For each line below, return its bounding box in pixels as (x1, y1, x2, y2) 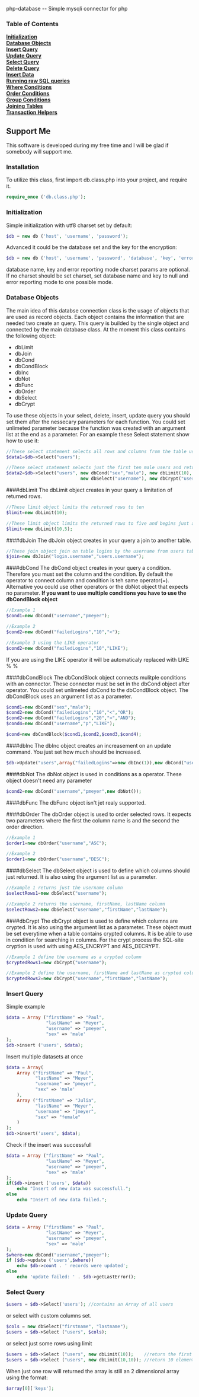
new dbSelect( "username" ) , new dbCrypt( (80, 476, 182, 482)
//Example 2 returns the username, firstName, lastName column (6, 901, 166, 907)
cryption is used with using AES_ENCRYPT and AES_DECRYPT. (6, 942, 161, 949)
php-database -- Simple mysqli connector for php (6, 5, 128, 12)
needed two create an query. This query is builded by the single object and (6, 320, 190, 327)
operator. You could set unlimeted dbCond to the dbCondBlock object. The (6, 686, 189, 693)
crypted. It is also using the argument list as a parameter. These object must (6, 923, 192, 930)
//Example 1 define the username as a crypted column (6, 954, 142, 960)
